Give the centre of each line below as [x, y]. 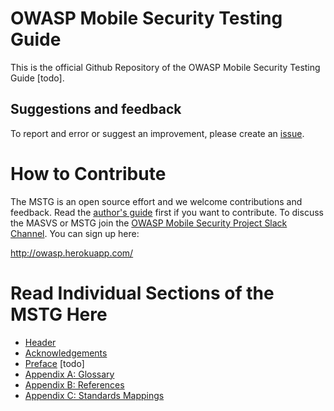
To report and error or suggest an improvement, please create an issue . [157, 133]
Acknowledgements [66, 353]
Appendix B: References [74, 384]
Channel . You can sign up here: [75, 233]
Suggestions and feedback [96, 109]
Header [40, 342]
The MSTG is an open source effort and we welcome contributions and [156, 201]
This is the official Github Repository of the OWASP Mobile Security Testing [165, 67]
